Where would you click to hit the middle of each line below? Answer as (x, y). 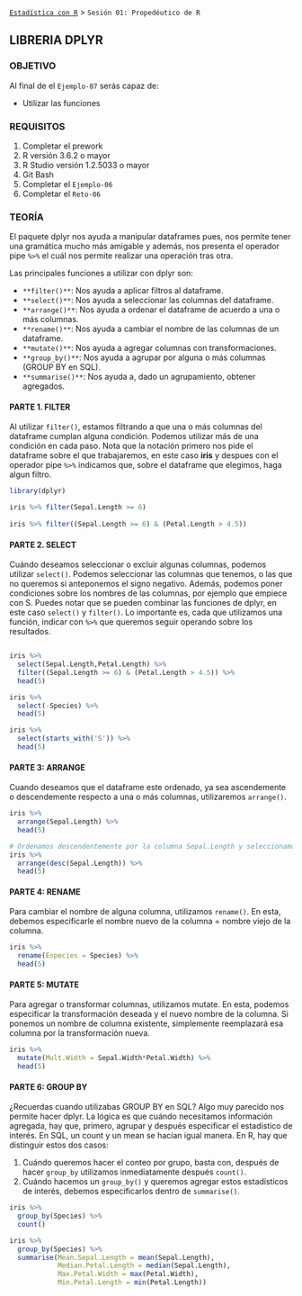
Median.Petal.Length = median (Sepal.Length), (144, 1266)
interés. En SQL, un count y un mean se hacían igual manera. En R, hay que (148, 1136)
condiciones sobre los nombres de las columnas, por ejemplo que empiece (148, 593)
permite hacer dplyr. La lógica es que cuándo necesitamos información (141, 1116)
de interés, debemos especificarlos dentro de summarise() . (131, 1192)
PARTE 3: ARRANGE (47, 767)
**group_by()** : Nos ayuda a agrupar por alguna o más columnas (144, 357)
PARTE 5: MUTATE (44, 985)
